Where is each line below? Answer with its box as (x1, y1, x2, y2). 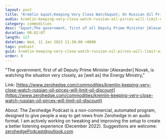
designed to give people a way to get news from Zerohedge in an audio (5, 113, 151, 119)
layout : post (5, 7, 32, 12)
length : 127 (5, 35, 30, 40)
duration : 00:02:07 (5, 30, 45, 35)
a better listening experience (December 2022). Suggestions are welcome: (5, 123, 157, 129)
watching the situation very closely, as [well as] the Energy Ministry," (5, 72, 145, 78)
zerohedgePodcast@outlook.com (5, 129, 74, 135)
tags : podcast (5, 44, 35, 49)
